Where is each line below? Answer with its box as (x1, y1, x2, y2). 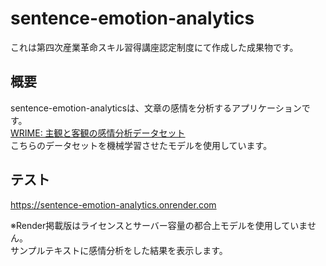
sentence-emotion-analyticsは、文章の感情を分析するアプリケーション (10, 102, 302, 114)
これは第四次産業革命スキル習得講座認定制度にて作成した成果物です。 (10, 41, 299, 53)
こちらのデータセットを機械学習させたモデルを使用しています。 (10, 139, 273, 151)
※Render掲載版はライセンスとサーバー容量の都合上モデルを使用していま (10, 219, 308, 231)
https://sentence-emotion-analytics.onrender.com (10, 198, 217, 211)
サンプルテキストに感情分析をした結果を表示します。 (10, 244, 228, 256)
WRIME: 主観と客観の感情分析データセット (10, 127, 186, 139)
